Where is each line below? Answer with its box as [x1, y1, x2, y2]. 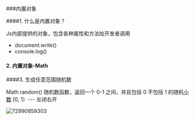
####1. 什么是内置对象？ [6, 18, 66, 25]
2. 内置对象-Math [6, 62, 48, 69]
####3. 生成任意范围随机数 [6, 76, 72, 83]
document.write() [14, 42, 57, 49]
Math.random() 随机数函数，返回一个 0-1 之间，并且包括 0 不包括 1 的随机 [6, 88, 184, 95]
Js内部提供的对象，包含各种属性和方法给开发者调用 [6, 30, 130, 37]
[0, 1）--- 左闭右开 [12, 96, 58, 103]
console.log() [14, 48, 47, 54]
